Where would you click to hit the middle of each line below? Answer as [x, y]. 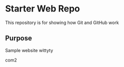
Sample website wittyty [29, 50]
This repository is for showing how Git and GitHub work [62, 22]
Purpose [19, 38]
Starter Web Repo [43, 9]
